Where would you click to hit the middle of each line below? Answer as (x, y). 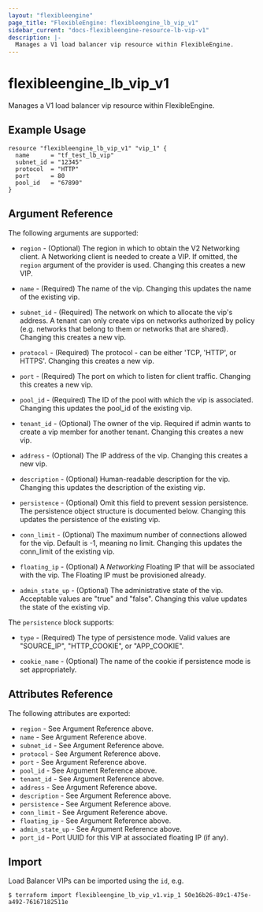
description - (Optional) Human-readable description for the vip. (125, 479)
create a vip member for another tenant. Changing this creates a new (131, 432)
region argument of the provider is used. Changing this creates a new (132, 265)
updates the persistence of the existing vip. (90, 519)
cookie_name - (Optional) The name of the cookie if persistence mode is (135, 661)
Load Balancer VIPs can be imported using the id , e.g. (96, 881)
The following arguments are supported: (74, 232)
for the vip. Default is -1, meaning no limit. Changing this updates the (131, 543)
